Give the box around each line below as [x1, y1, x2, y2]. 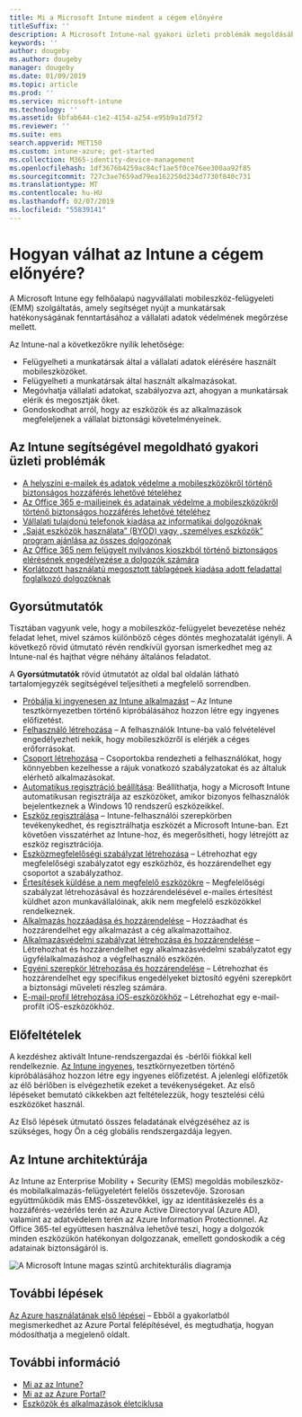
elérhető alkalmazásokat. [22, 772, 116, 783]
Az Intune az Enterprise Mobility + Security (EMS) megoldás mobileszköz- [9, 1175, 285, 1186]
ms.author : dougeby [9, 55, 83, 64]
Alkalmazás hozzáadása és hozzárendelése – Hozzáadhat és [22, 916, 249, 926]
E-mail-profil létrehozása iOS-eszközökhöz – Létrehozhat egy [22, 992, 251, 1003]
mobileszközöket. [22, 366, 88, 376]
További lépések [9, 1286, 103, 1301]
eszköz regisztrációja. [22, 839, 104, 850]
